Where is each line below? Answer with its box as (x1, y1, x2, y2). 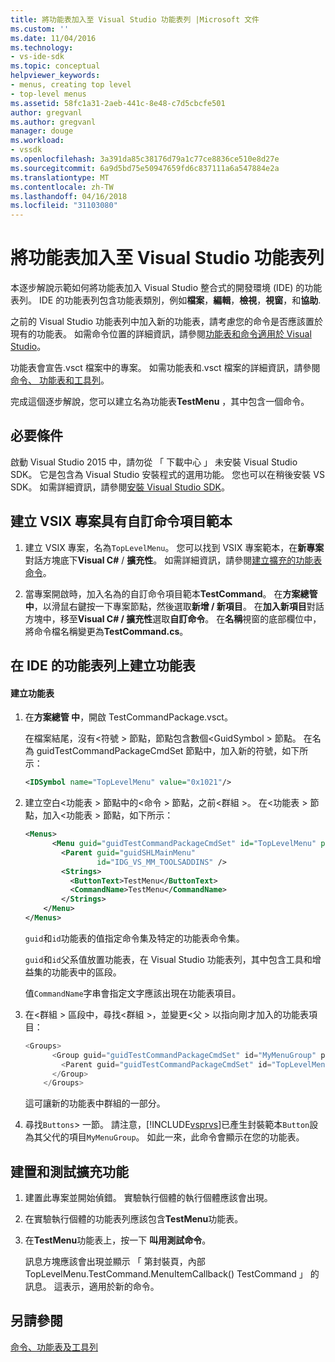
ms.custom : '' (10, 24, 70, 34)
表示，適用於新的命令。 (62, 1281, 160, 1293)
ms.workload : (10, 136, 65, 146)
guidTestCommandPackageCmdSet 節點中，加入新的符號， (36, 745, 283, 757)
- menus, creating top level (10, 80, 132, 90)
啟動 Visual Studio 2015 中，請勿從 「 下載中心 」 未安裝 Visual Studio (10, 456, 298, 468)
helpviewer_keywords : (10, 71, 101, 81)
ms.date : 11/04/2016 (10, 33, 97, 43)
